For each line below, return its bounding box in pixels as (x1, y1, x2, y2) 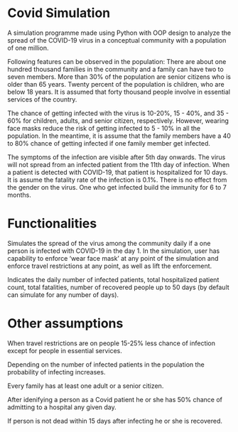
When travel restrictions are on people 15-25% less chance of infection (7, 339, 215, 347)
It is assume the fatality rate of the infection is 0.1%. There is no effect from (7, 175, 227, 184)
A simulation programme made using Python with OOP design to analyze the (7, 28, 232, 37)
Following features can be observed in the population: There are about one (7, 57, 227, 65)
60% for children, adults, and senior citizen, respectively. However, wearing (7, 116, 229, 125)
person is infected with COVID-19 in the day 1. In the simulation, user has (7, 247, 220, 255)
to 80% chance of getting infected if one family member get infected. (7, 139, 211, 147)
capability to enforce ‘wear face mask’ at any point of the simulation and (7, 254, 219, 262)
